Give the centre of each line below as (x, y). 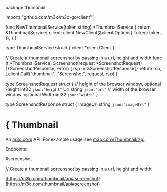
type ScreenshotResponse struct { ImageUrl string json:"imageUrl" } (77, 104)
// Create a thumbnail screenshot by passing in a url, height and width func (84, 58)
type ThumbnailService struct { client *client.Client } (60, 48)
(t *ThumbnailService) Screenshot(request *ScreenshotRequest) (74, 63)
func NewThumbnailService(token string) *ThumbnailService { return (78, 27)
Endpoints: (17, 149)
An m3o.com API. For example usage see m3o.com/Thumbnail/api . (76, 139)
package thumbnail (25, 7)
